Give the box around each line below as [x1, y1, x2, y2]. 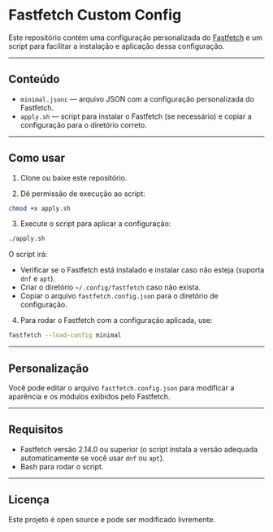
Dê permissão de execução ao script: [19, 189, 146, 198]
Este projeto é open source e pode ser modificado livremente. [8, 514, 216, 524]
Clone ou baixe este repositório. [19, 172, 128, 182]
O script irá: [8, 250, 48, 259]
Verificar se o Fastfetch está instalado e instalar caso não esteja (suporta [19, 265, 265, 275]
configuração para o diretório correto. [19, 120, 148, 129]
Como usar [8, 151, 66, 165]
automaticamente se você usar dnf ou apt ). [19, 453, 165, 463]
